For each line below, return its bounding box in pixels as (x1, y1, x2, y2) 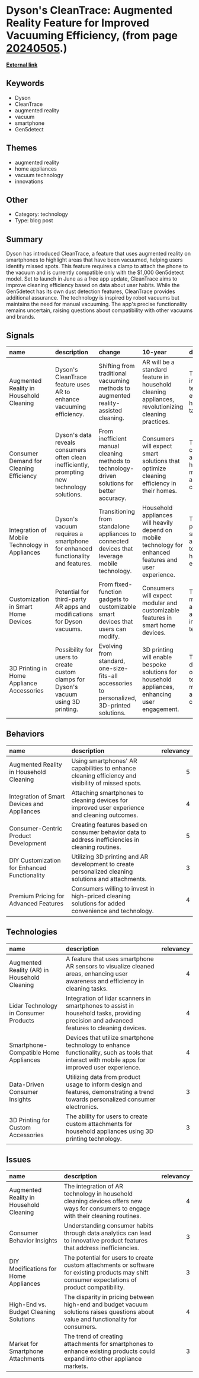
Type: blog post (14, 217, 53, 224)
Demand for (9, 457, 43, 465)
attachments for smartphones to (64, 1340, 154, 1348)
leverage (98, 552, 123, 560)
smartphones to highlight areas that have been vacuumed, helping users (6, 256, 183, 263)
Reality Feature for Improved (6, 16, 150, 30)
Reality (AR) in (9, 965, 49, 974)
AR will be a (142, 358, 175, 366)
